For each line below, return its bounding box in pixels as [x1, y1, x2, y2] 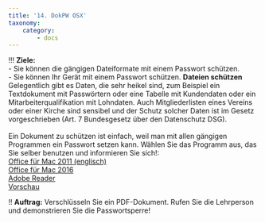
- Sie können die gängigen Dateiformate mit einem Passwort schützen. [8, 64, 240, 74]
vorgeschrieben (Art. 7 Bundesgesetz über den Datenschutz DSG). [8, 114, 228, 124]
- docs [37, 33, 59, 42]
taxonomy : [8, 19, 41, 27]
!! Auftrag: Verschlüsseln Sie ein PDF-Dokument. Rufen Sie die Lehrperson [8, 198, 255, 207]
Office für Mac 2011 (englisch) [8, 156, 107, 167]
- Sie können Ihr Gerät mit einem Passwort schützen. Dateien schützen [8, 72, 243, 82]
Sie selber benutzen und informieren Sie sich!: [8, 148, 160, 158]
